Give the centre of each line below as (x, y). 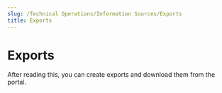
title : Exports (30, 20)
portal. (17, 82)
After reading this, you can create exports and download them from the (111, 75)
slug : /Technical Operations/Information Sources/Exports (95, 14)
